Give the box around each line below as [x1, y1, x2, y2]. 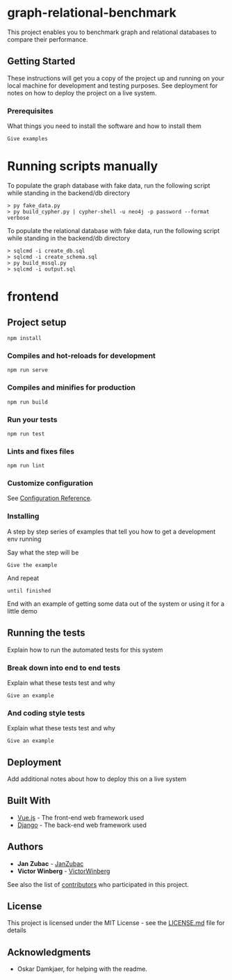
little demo [7, 607, 38, 615]
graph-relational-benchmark [7, 5, 177, 21]
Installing [7, 511, 40, 521]
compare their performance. [7, 35, 88, 43]
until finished [7, 587, 51, 594]
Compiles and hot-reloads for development [7, 351, 156, 360]
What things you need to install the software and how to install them [7, 122, 201, 130]
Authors [7, 841, 44, 853]
